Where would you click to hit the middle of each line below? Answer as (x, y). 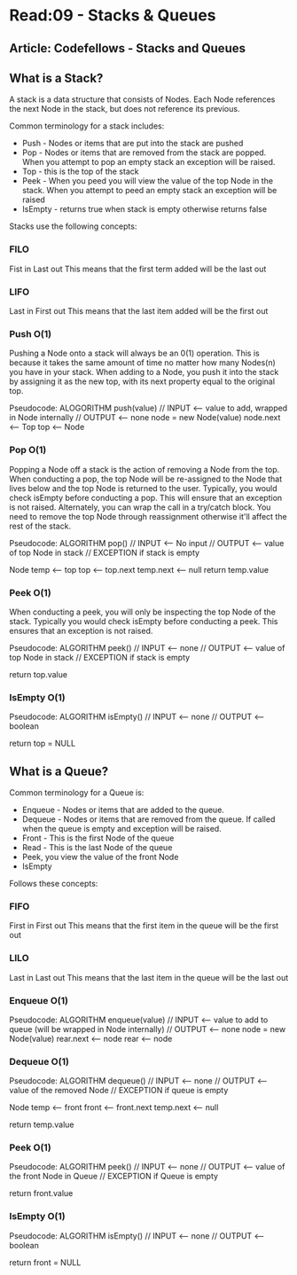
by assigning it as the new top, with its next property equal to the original (142, 381)
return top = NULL (43, 743)
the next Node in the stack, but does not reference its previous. (125, 109)
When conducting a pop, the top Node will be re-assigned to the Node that (146, 479)
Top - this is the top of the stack (80, 172)
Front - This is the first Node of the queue (98, 838)
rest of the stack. (40, 526)
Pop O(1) (28, 450)
